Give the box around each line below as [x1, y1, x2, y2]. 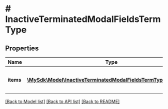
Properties [5, 44, 39, 52]
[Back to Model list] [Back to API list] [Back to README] [5, 99, 120, 105]
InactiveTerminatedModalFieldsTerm [5, 13, 161, 25]
